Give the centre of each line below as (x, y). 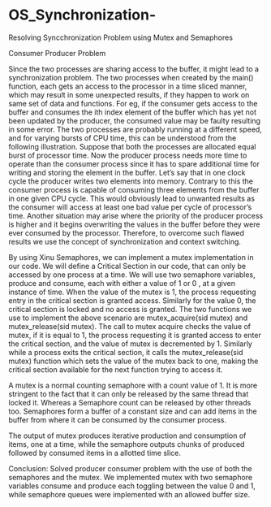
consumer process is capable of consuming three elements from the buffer (134, 189)
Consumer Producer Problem (57, 53)
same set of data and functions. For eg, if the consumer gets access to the (133, 103)
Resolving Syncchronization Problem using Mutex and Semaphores (121, 37)
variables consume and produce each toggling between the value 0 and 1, (132, 486)
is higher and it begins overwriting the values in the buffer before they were (134, 224)
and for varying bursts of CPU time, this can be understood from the (123, 138)
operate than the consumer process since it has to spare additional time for (134, 163)
